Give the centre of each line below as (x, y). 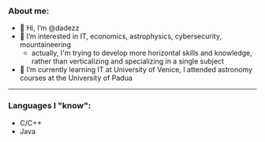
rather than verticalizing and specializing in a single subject (128, 61)
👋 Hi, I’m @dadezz (49, 28)
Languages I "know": (50, 106)
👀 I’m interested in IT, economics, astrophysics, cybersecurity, (121, 36)
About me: (29, 11)
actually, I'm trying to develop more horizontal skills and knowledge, (142, 53)
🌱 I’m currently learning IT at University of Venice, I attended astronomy (136, 70)
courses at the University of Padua (76, 78)
